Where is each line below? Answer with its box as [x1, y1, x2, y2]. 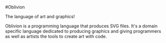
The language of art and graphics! [5, 14, 75, 19]
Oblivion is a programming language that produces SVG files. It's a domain [5, 23, 158, 29]
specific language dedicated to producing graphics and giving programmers [5, 28, 162, 34]
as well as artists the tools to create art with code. [5, 34, 107, 39]
